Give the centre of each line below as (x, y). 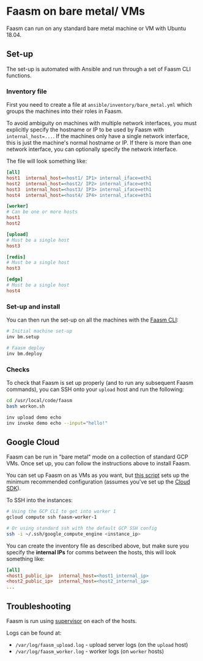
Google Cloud (33, 442)
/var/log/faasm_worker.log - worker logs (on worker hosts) (90, 651)
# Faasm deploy (26, 348)
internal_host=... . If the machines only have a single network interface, (98, 136)
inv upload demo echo (34, 417)
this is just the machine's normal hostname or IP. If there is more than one (99, 143)
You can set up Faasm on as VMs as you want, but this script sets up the (98, 475)
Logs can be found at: (34, 633)
